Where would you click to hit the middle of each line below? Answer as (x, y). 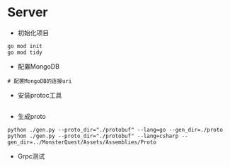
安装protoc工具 (40, 95)
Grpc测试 (31, 156)
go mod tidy (25, 52)
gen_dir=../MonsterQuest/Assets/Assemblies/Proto (82, 142)
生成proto (31, 116)
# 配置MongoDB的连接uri (40, 81)
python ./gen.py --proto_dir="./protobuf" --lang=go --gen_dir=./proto (115, 129)
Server (28, 12)
